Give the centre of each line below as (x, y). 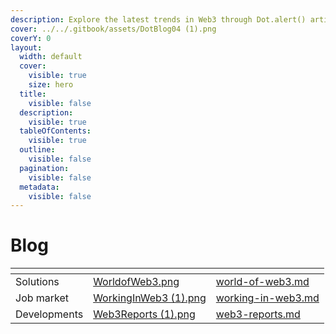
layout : (26, 47)
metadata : (39, 187)
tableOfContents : (55, 131)
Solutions (37, 282)
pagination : (44, 168)
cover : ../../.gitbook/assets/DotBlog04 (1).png (113, 29)
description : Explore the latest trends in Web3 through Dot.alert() (158, 19)
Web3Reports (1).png (144, 314)
